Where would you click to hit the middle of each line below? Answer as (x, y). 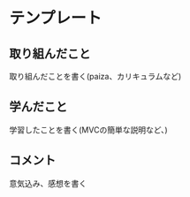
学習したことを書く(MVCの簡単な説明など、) (88, 130)
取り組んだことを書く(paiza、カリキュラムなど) (95, 76)
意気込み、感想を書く (48, 183)
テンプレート (56, 18)
